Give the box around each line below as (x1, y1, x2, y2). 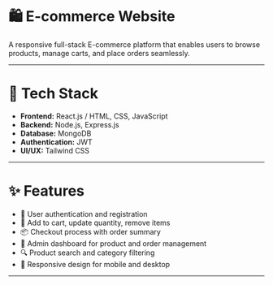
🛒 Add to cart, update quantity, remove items (19, 218, 171, 227)
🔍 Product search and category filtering (19, 248, 155, 257)
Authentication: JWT (19, 136, 93, 147)
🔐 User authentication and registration (19, 209, 148, 218)
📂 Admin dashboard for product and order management (19, 238, 207, 248)
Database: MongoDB (19, 128, 92, 138)
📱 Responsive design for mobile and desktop (19, 259, 171, 269)
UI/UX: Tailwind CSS (19, 145, 90, 155)
